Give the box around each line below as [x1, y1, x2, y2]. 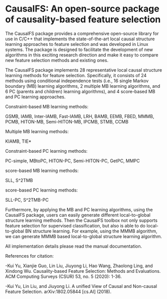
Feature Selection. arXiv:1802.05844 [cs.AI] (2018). [5, 288, 112, 294]
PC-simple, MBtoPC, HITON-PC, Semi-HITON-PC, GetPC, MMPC [5, 157, 140, 164]
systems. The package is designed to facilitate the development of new [5, 46, 153, 52]
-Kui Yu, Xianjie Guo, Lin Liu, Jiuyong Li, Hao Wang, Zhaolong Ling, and [5, 263, 153, 269]
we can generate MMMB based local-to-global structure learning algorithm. [5, 233, 162, 240]
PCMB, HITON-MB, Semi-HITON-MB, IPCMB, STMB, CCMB [5, 118, 129, 125]
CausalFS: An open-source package [5, 3, 159, 15]
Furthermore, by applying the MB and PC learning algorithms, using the [5, 206, 153, 212]
